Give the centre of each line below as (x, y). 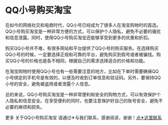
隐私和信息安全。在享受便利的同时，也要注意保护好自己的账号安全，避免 (84, 100)
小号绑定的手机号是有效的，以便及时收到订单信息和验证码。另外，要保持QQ (83, 77)
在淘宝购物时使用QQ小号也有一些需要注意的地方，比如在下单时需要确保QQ (82, 71)
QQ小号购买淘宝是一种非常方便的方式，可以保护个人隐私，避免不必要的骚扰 (83, 31)
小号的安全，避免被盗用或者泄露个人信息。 (49, 83)
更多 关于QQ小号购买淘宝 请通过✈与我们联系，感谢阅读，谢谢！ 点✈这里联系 (83, 117)
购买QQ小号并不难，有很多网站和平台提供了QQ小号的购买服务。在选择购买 (82, 48)
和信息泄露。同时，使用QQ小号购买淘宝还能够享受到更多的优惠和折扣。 (79, 37)
